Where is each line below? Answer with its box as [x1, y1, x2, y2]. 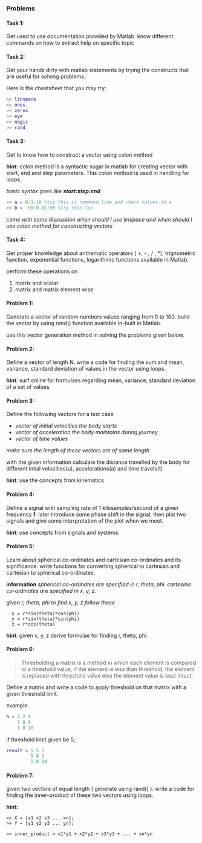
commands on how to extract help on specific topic [6, 39, 134, 47]
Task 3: [6, 137, 25, 145]
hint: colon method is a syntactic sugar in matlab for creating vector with [6, 162, 188, 170]
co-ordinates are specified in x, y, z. [6, 587, 97, 594]
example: [6, 701, 29, 709]
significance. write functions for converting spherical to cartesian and [6, 562, 180, 570]
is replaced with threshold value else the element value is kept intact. [21, 672, 194, 679]
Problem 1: [6, 300, 33, 307]
